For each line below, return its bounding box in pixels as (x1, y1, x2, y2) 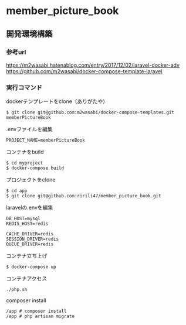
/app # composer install (6, 309, 67, 314)
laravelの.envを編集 (6, 204, 53, 211)
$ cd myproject (6, 160, 43, 166)
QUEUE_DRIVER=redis (6, 241, 54, 247)
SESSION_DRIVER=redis (6, 236, 59, 242)
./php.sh (6, 287, 28, 293)
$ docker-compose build (6, 165, 65, 171)
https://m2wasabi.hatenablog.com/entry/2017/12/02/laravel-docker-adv (6, 61, 180, 69)
